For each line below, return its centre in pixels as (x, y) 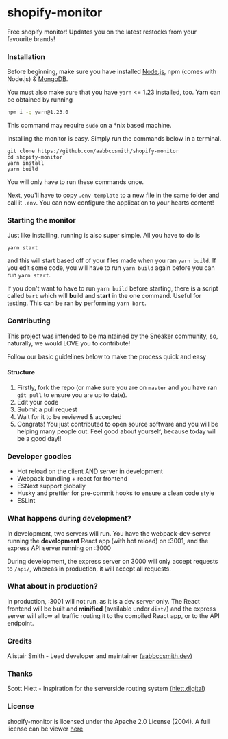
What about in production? (52, 587)
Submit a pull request (47, 409)
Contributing (29, 321)
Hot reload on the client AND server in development (90, 471)
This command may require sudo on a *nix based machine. (90, 126)
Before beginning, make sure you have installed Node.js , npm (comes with (112, 72)
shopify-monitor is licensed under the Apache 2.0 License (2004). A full (109, 721)
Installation (26, 56)
